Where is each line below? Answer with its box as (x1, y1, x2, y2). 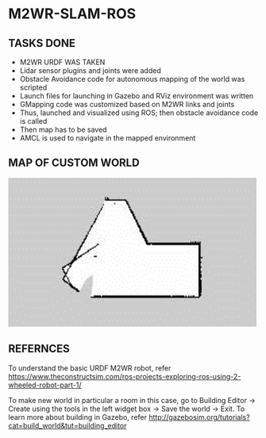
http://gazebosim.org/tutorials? (148, 412, 250, 421)
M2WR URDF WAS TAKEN (19, 57, 106, 67)
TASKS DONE (8, 36, 75, 50)
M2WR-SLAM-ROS (8, 5, 137, 23)
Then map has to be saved (19, 125, 107, 134)
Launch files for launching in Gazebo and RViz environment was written (19, 91, 254, 100)
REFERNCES (8, 342, 70, 355)
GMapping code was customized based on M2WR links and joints (19, 100, 235, 109)
